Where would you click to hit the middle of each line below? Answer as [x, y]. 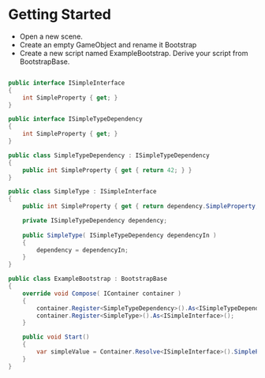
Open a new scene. [51, 36]
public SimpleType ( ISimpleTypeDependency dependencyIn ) [119, 235]
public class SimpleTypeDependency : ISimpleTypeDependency [109, 155]
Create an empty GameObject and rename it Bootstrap [108, 44]
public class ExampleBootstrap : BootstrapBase [88, 279]
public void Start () [56, 337]
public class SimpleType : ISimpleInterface [82, 192]
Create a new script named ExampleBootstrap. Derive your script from [134, 53]
